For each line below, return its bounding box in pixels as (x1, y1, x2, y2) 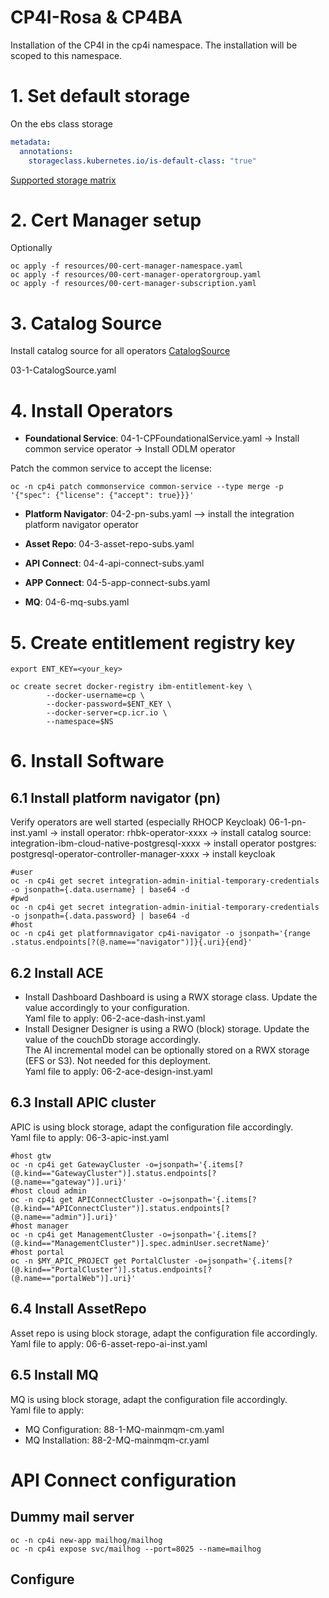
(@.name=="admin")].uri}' (10, 1212, 118, 1222)
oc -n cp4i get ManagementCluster (10, 1229, 155, 1240)
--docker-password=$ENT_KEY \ (46, 699, 172, 710)
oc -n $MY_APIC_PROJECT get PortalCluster (10, 1256, 190, 1266)
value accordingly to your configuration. (24, 1002, 190, 1014)
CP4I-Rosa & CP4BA (10, 6, 183, 29)
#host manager (10, 1221, 70, 1231)
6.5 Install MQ (10, 1367, 99, 1384)
